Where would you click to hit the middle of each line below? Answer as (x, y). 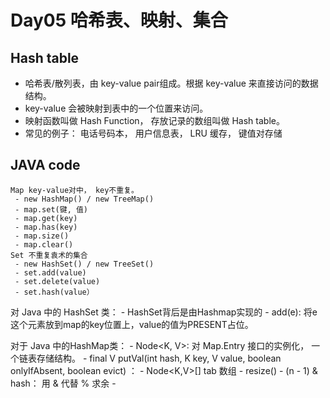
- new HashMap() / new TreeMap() (84, 199)
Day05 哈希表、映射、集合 (119, 20)
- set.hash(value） (54, 292)
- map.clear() (44, 244)
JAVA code (45, 165)
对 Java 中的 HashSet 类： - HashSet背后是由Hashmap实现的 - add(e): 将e (164, 312)
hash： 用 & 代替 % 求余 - (63, 383)
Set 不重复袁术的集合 (49, 255)
